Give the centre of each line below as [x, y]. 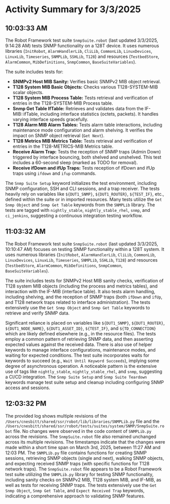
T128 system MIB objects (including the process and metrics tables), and [81, 286]
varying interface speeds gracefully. [50, 119]
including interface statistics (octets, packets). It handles [99, 114]
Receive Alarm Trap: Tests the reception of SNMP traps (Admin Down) [87, 152]
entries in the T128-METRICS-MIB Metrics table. [63, 146]
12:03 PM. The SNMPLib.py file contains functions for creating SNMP [76, 453]
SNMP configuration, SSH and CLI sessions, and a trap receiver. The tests [82, 188]
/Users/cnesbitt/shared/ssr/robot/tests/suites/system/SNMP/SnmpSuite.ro [85, 426]
